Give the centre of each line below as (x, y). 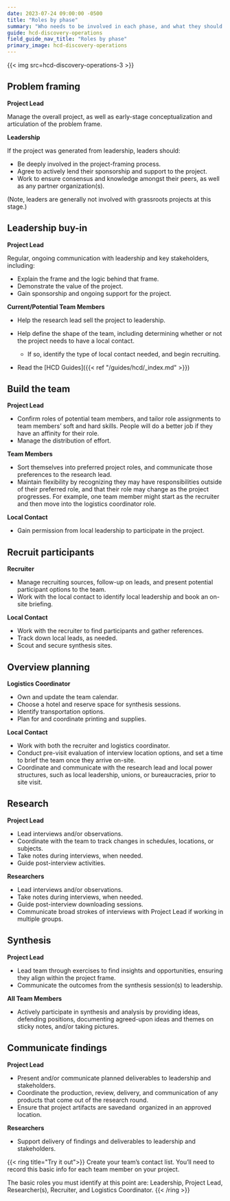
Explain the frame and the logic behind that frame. (88, 279)
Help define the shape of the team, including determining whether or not (119, 333)
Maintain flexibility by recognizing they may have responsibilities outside (119, 482)
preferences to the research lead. (64, 475)
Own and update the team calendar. (68, 697)
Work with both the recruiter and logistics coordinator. (93, 746)
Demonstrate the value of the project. (70, 286)
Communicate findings (57, 1048)
